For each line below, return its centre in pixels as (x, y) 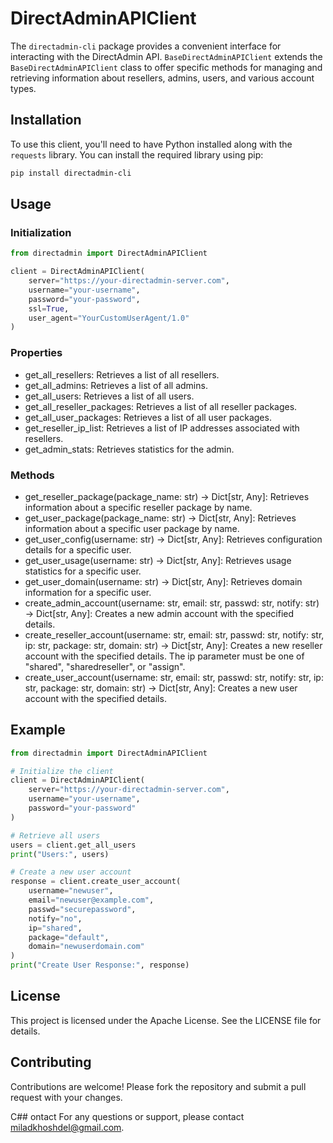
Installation (46, 120)
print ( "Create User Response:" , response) (100, 965)
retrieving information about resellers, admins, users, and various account (162, 78)
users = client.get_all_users (73, 845)
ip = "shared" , (55, 928)
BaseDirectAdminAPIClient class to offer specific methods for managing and (166, 67)
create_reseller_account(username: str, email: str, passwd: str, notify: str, (174, 634)
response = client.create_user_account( (96, 882)
